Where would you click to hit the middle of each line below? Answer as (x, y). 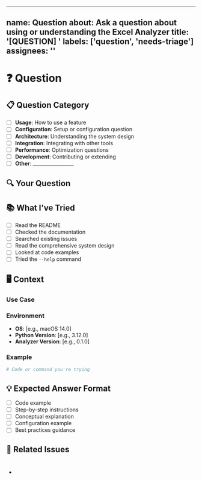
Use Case (20, 299)
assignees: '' (31, 51)
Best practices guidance (45, 430)
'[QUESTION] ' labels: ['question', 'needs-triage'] (100, 42)
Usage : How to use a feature (50, 123)
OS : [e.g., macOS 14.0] (43, 329)
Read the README (38, 225)
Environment (26, 316)
